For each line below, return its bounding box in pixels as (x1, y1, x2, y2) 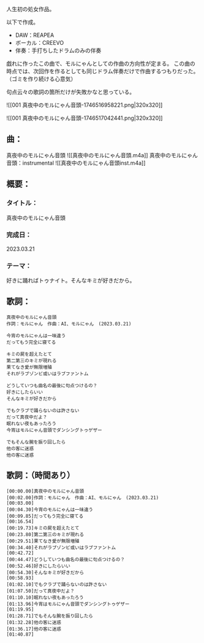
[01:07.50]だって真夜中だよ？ (6, 588, 75, 594)
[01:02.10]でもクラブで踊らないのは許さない (6, 581, 107, 588)
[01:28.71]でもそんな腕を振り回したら (6, 613, 93, 619)
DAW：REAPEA (15, 31, 55, 39)
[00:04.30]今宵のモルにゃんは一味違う (6, 506, 94, 513)
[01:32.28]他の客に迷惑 (6, 619, 61, 625)
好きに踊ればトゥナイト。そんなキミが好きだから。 (6, 277, 135, 284)
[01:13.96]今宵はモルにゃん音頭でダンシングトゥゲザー (6, 601, 130, 607)
